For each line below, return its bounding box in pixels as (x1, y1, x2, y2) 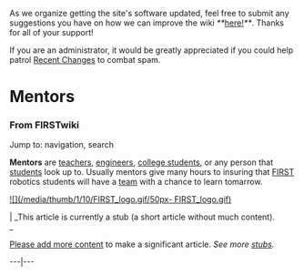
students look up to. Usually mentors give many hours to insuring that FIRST (9, 167, 295, 178)
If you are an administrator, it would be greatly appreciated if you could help (9, 45, 294, 56)
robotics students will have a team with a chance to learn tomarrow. (9, 177, 263, 188)
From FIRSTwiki (9, 118, 80, 131)
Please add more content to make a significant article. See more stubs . (9, 239, 275, 250)
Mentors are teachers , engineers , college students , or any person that (9, 157, 274, 168)
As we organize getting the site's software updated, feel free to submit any (9, 8, 289, 18)
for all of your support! (9, 27, 94, 37)
